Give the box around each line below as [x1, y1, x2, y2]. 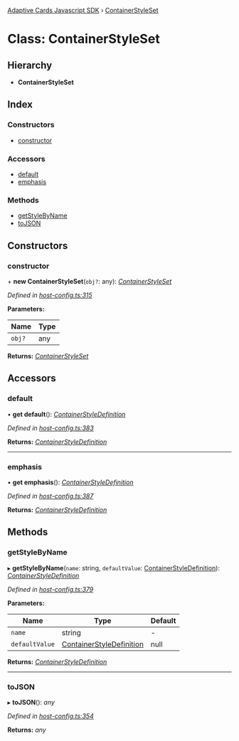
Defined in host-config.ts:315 [7, 291, 92, 299]
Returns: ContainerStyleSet [7, 351, 89, 360]
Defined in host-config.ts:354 [7, 711, 94, 720]
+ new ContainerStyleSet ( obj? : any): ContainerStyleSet [7, 277, 172, 285]
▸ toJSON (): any [7, 698, 55, 706]
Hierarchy [7, 59, 53, 71]
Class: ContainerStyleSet [7, 31, 160, 47]
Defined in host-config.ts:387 [7, 491, 94, 500]
